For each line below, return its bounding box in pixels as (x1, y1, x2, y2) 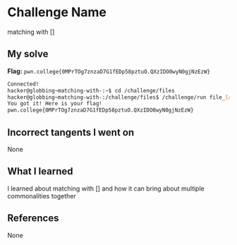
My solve (7, 48, 49, 60)
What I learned (7, 165, 73, 177)
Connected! (7, 80, 39, 88)
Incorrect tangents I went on (7, 126, 135, 138)
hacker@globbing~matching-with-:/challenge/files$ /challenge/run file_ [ (7, 93, 229, 101)
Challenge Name (7, 4, 107, 20)
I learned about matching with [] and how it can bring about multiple (7, 184, 205, 193)
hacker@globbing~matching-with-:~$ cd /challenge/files (7, 87, 175, 94)
